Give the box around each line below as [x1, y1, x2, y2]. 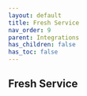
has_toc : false [8, 48, 59, 56]
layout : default [8, 11, 62, 20]
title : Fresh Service [8, 19, 80, 27]
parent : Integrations [8, 33, 80, 42]
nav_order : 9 [8, 26, 51, 34]
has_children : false [8, 41, 77, 49]
